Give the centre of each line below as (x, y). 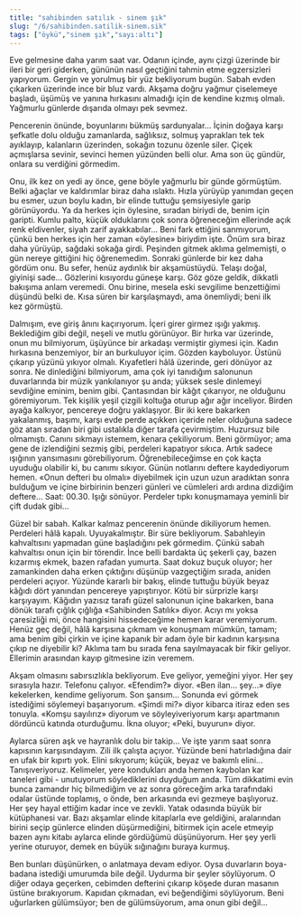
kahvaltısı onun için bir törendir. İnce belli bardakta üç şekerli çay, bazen (143, 553)
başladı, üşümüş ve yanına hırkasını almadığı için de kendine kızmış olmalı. (147, 98)
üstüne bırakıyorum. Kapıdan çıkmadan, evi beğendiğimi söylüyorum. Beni (146, 893)
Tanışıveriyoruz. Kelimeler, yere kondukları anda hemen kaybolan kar (137, 770)
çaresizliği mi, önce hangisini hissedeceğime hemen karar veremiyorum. (143, 620)
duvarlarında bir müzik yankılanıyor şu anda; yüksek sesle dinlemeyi (136, 381)
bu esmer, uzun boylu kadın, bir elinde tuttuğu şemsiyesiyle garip (130, 201)
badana (23, 874)
